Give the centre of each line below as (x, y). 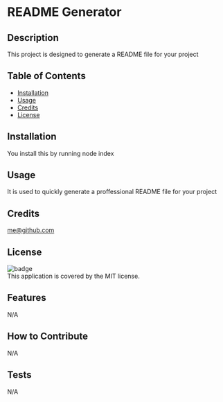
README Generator (64, 12)
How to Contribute (48, 337)
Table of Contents (47, 76)
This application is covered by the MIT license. (73, 276)
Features (27, 298)
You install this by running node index (61, 153)
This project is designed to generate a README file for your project (103, 54)
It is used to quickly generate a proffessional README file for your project (112, 192)
